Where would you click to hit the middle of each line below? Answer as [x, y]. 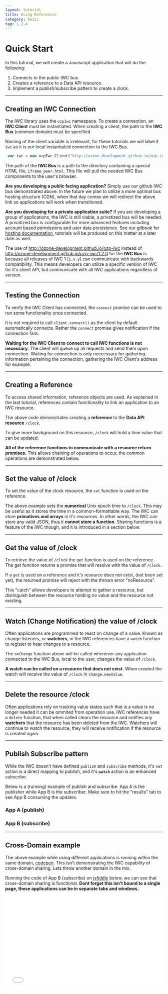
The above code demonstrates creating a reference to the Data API [75, 417]
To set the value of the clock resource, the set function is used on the [77, 491]
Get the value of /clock [41, 548]
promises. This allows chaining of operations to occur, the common [75, 453]
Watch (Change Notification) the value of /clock [81, 621]
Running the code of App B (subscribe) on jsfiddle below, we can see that [81, 878]
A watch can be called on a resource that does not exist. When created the [84, 668]
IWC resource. [20, 408]
